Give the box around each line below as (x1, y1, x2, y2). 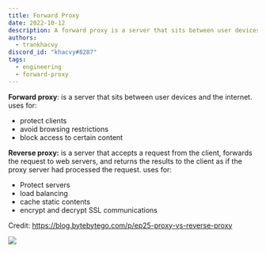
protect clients (19, 115, 67, 125)
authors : (8, 33, 37, 42)
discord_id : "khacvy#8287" (8, 48, 97, 56)
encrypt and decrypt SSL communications (19, 205, 158, 214)
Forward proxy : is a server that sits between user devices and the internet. (8, 92, 253, 101)
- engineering (15, 63, 62, 71)
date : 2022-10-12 (8, 19, 66, 27)
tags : (8, 56, 26, 64)
